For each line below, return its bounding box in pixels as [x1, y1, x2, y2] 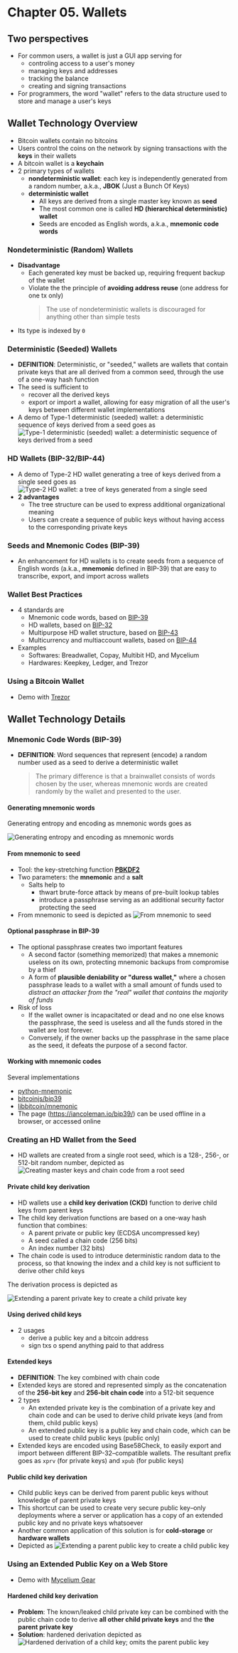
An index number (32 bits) [28, 1243, 105, 1252]
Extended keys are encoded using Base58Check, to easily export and [17, 1442, 222, 1449]
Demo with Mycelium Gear [17, 1575, 96, 1584]
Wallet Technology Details [7, 713, 126, 725]
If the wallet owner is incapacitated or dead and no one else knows [28, 1010, 225, 1019]
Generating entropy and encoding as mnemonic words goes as [7, 819, 192, 828]
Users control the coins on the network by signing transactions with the [17, 144, 227, 152]
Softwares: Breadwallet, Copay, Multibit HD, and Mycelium [28, 651, 200, 660]
